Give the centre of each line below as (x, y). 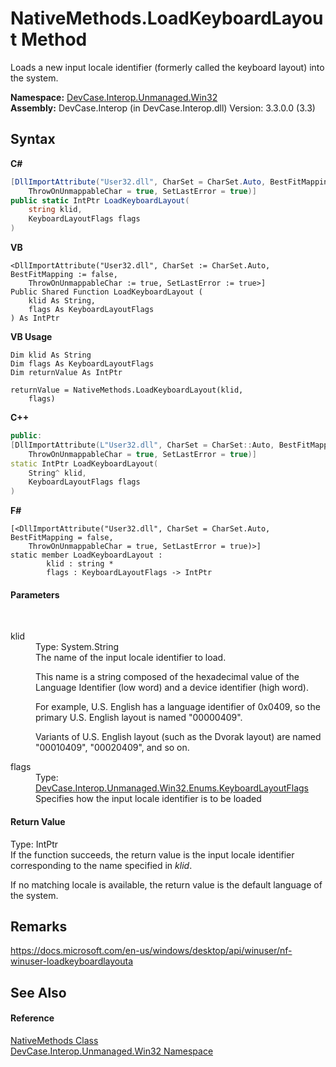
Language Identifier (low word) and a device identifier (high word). (172, 688)
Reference (32, 1018)
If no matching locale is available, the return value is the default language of (166, 884)
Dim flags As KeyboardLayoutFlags (82, 364)
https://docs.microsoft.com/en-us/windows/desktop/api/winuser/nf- (151, 951)
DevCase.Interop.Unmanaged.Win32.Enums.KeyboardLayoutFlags (172, 788)
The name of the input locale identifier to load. (131, 658)
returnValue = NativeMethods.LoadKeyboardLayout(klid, (127, 390)
